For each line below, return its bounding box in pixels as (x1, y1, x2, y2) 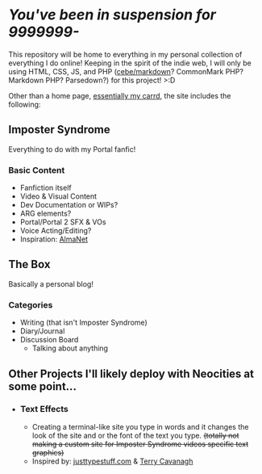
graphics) (31, 447, 64, 457)
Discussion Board (19, 335, 79, 345)
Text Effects (19, 404, 69, 415)
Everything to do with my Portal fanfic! (8, 144, 136, 154)
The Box (8, 258, 51, 271)
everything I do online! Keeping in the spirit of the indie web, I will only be (8, 58, 252, 68)
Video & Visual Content (19, 191, 98, 201)
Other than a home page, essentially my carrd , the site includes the (8, 90, 231, 100)
